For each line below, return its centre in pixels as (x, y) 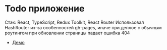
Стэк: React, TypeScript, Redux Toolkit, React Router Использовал (74, 22)
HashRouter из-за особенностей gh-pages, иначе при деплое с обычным (83, 27)
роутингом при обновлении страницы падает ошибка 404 (67, 33)
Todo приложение (45, 9)
